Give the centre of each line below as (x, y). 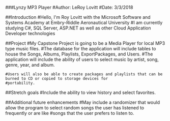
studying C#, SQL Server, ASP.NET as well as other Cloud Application (78, 28)
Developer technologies (30, 33)
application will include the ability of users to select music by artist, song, (82, 59)
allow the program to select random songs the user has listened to (75, 108)
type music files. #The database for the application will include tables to (81, 49)
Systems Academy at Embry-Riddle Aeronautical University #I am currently (84, 23)
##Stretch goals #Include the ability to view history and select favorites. (81, 93)
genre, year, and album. (30, 65)
